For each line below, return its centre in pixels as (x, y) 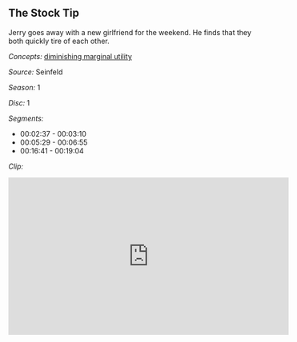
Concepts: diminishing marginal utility (70, 56)
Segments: (26, 118)
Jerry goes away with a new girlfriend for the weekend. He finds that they (130, 32)
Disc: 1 (19, 102)
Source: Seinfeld (36, 72)
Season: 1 (24, 87)
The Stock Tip (44, 13)
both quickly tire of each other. (59, 41)
